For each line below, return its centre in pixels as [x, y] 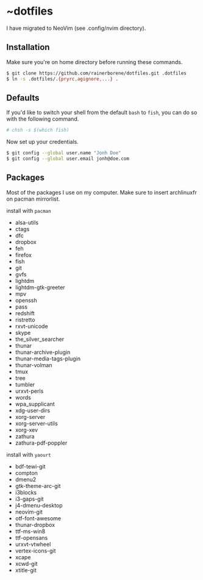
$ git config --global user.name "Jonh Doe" [64, 153]
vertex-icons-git [35, 551]
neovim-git [29, 512]
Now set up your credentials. [43, 142]
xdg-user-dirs [33, 410]
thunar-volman [34, 365]
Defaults [23, 98]
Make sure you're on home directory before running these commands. [94, 62]
